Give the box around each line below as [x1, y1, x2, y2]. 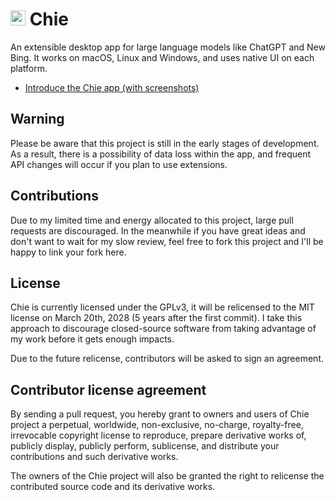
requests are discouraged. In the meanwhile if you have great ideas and [10, 224, 306, 237]
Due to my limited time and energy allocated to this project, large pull [10, 214, 294, 226]
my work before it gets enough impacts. [10, 333, 175, 345]
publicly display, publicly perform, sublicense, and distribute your [10, 440, 280, 452]
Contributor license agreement [10, 381, 207, 398]
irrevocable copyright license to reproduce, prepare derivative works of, [10, 429, 307, 442]
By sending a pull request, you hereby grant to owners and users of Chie [10, 408, 310, 420]
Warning [10, 111, 65, 128]
